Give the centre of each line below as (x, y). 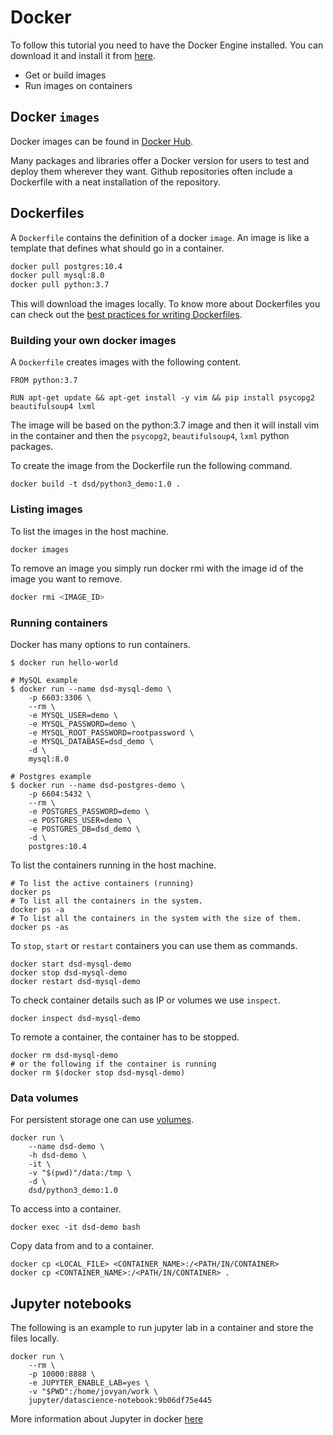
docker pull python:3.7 (60, 285)
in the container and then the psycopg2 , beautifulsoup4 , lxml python (150, 436)
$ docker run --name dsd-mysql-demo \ (91, 689)
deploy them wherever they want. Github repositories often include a (151, 171)
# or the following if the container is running (113, 1064)
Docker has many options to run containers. (100, 644)
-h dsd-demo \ (57, 1156)
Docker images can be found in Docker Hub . (102, 141)
